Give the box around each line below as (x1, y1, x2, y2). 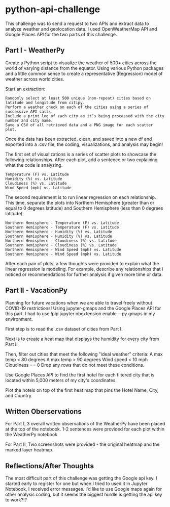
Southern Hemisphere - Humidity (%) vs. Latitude (5, 234, 113, 239)
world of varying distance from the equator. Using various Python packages (5, 65, 164, 71)
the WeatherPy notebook (5, 432, 57, 438)
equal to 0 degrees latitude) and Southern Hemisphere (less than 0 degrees (5, 205, 163, 211)
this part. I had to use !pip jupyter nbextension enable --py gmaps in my (5, 310, 155, 317)
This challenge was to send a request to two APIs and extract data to (5, 20, 149, 27)
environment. (5, 316, 33, 322)
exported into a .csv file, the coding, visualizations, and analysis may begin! (5, 141, 163, 147)
